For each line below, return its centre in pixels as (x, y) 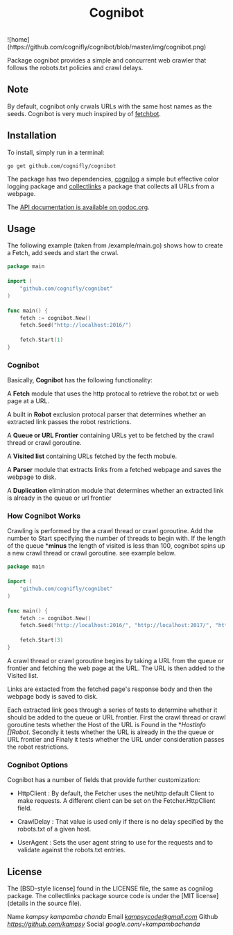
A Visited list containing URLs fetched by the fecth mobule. (92, 456)
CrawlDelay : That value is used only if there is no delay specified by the (120, 822)
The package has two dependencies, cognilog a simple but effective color (113, 179)
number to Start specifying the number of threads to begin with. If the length (116, 538)
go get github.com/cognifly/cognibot (62, 166)
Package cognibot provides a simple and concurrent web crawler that (107, 60)
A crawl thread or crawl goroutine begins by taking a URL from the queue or (115, 660)
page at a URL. (28, 401)
